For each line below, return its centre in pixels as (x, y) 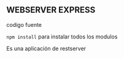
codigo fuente (24, 24)
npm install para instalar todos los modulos (62, 37)
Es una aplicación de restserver (46, 48)
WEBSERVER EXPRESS (51, 10)
